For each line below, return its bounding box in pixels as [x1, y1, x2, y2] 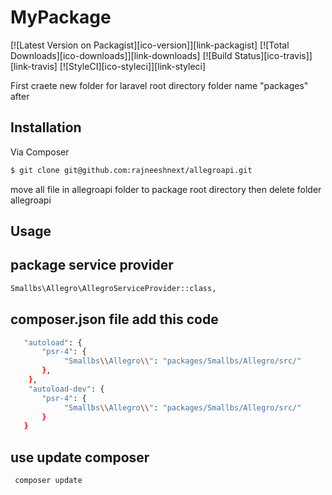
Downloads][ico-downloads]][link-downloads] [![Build [10, 49, 233, 61]
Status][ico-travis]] [234, 49, 313, 61]
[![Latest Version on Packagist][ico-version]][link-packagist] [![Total [10, 39, 290, 51]
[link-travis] [10, 60, 58, 72]
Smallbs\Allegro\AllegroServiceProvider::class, [10, 283, 217, 293]
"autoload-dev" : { [28, 384, 105, 394]
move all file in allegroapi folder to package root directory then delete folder [10, 183, 322, 195]
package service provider [10, 257, 174, 274]
